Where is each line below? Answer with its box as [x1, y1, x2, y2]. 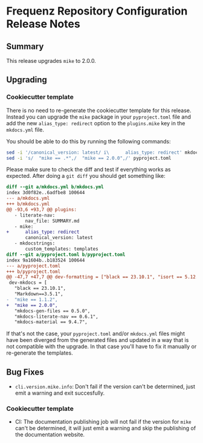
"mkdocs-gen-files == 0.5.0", [14, 307, 91, 314]
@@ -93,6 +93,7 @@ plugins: [6, 206, 77, 212]
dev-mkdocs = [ [8, 280, 47, 286]
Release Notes [6, 17, 80, 31]
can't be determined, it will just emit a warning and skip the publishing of [14, 425, 196, 432]
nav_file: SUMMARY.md [25, 218, 80, 224]
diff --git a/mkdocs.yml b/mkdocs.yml [6, 184, 104, 190]
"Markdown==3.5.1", [14, 291, 63, 297]
